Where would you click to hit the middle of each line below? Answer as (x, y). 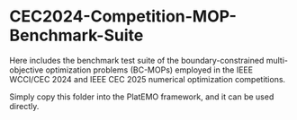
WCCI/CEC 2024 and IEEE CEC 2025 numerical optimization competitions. (148, 79)
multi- (277, 60)
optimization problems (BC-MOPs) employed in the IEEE (149, 70)
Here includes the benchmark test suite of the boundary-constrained (137, 60)
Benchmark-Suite (76, 35)
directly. (24, 106)
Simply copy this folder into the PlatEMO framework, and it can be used (142, 97)
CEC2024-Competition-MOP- (123, 17)
